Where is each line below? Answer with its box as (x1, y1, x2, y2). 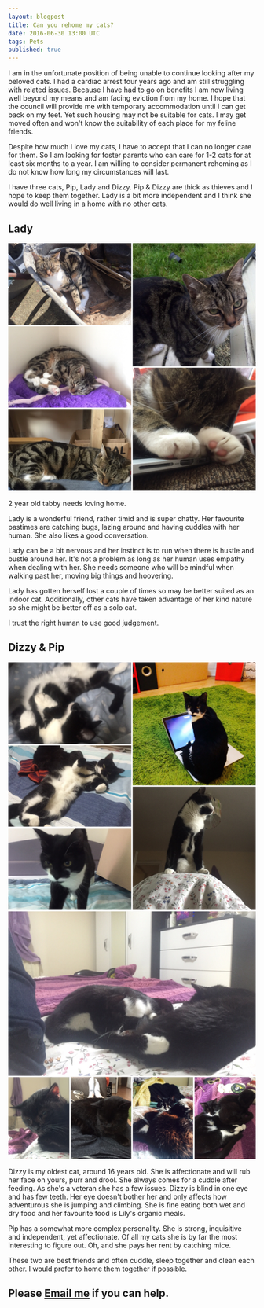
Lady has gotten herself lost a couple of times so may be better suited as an (8, 586, 255, 595)
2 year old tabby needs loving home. (8, 498, 127, 508)
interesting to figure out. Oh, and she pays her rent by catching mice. (8, 1240, 232, 1250)
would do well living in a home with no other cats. (8, 199, 168, 208)
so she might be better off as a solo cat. (8, 602, 137, 612)
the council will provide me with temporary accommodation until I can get (8, 102, 246, 112)
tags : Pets (8, 38, 44, 46)
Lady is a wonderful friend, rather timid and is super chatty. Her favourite (8, 513, 244, 523)
